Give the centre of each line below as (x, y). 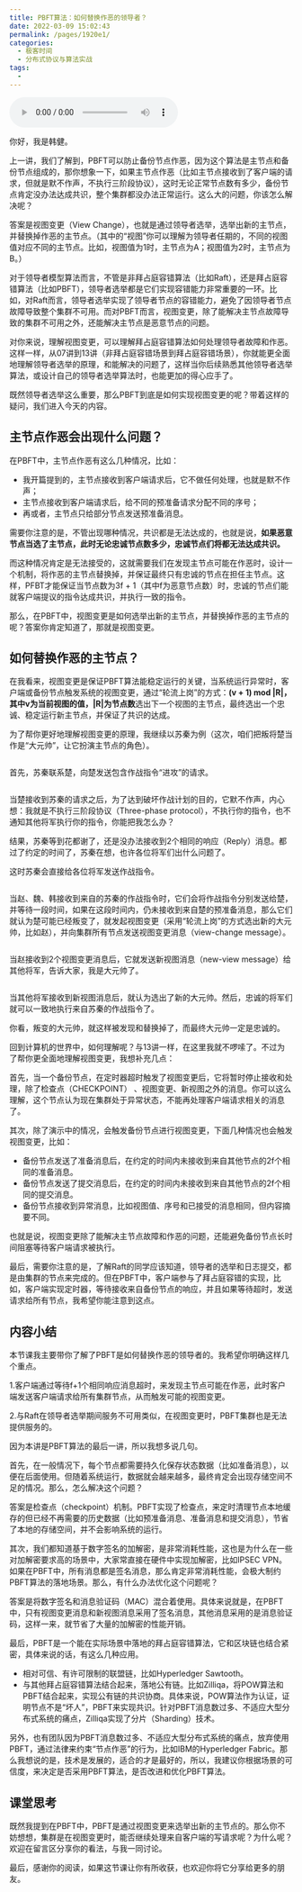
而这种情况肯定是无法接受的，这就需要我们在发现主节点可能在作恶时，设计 (147, 563)
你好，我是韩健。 (41, 141)
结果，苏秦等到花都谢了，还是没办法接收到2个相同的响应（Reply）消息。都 (148, 841)
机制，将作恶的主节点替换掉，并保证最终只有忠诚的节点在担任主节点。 (147, 574)
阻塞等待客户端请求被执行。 (68, 1247)
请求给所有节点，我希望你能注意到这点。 (84, 1300)
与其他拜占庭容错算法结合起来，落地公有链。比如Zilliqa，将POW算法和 (153, 1685)
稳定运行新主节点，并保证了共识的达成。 (100, 715)
